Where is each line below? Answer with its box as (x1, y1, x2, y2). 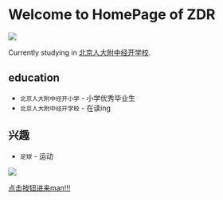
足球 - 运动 (19, 151, 53, 160)
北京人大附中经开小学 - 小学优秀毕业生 (19, 93, 136, 102)
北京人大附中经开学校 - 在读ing (19, 103, 111, 113)
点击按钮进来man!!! (8, 183, 71, 192)
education (8, 71, 60, 85)
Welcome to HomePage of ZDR (8, 6, 216, 24)
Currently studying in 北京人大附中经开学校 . (8, 48, 151, 57)
